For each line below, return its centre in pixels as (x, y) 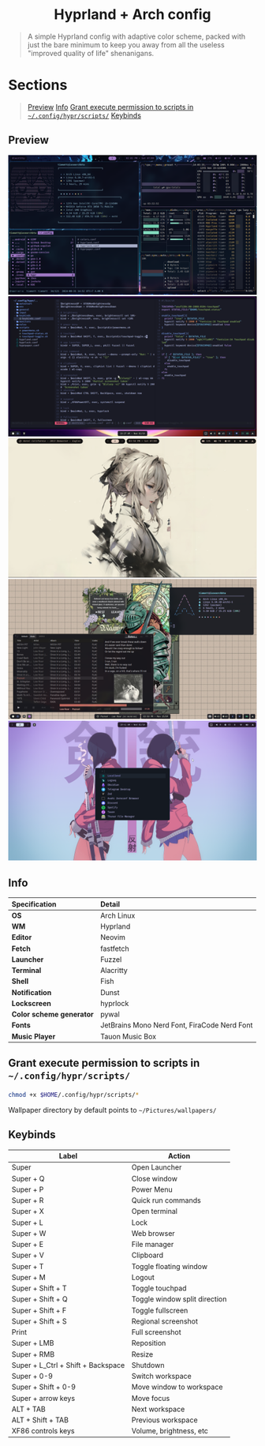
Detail (110, 904)
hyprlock (114, 1003)
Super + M (28, 1277)
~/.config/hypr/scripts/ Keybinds (84, 115)
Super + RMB (33, 1354)
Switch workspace (161, 1376)
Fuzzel (111, 959)
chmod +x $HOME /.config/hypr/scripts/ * (74, 1095)
